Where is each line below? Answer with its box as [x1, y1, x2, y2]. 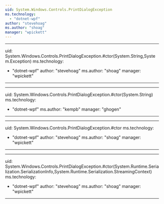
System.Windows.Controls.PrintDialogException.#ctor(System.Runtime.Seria [5, 163, 159, 169]
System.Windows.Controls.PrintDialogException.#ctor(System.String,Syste [5, 53, 156, 59]
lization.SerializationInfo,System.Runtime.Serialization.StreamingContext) [5, 169, 152, 174]
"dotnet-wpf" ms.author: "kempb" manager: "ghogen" [12, 106, 121, 112]
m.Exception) [5, 58, 32, 64]
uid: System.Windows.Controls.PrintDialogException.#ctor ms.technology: [5, 125, 154, 131]
